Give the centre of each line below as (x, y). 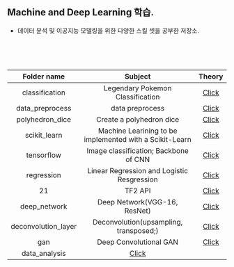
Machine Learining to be (138, 131)
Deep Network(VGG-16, (138, 202)
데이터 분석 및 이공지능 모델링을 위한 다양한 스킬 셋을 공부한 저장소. (108, 31)
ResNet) (138, 211)
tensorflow (44, 155)
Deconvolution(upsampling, (138, 222)
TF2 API (138, 191)
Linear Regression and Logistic (138, 170)
